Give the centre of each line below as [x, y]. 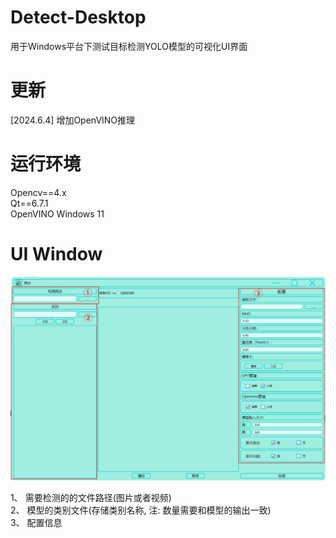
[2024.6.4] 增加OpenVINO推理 [73, 120]
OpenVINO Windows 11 [57, 213]
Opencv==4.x [38, 192]
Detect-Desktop [78, 17]
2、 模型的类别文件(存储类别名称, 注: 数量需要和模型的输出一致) [141, 510]
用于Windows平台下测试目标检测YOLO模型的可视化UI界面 [129, 46]
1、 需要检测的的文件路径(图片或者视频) [91, 498]
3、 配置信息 [36, 523]
